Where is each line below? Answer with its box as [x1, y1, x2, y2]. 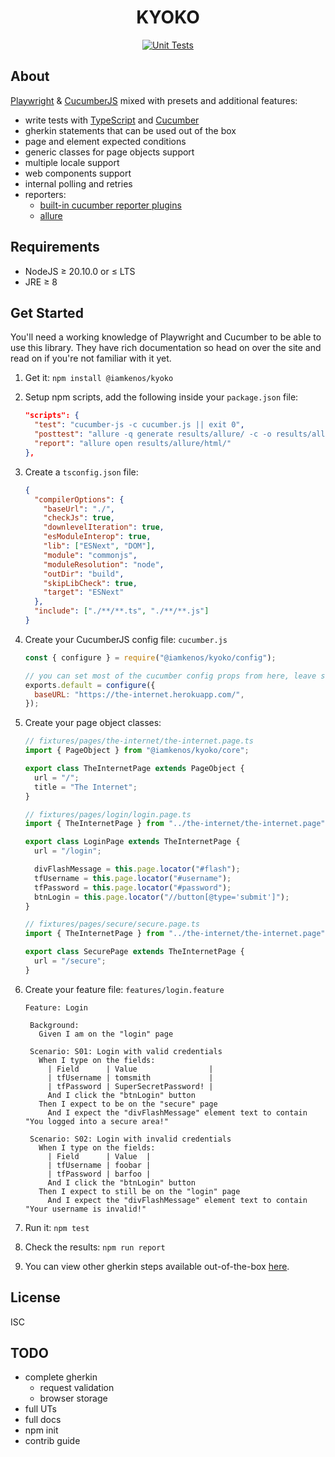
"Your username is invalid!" [24, 1204, 147, 1214]
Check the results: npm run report [24, 1241, 166, 1253]
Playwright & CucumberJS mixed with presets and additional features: [10, 94, 298, 106]
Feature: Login [24, 1002, 89, 1013]
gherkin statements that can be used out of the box [24, 124, 237, 136]
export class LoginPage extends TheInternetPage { [24, 837, 241, 847]
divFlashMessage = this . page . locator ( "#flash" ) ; [34, 864, 241, 874]
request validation [39, 1382, 115, 1394]
